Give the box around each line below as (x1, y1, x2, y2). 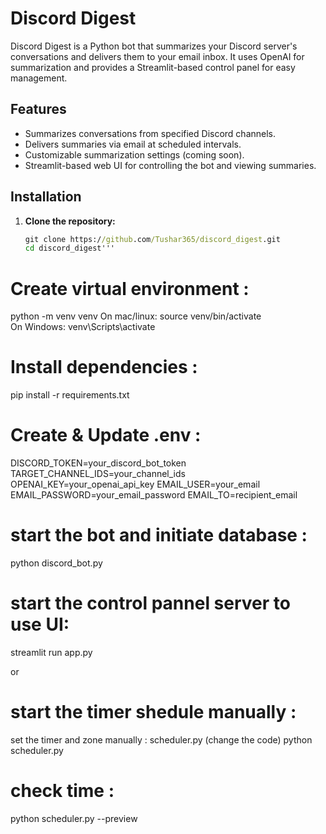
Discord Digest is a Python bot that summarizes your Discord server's (10, 40, 298, 52)
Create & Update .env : (10, 424, 202, 447)
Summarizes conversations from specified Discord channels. (24, 127, 277, 139)
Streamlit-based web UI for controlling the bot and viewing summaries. (24, 159, 317, 171)
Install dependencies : (10, 356, 198, 379)
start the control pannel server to (10, 592, 291, 615)
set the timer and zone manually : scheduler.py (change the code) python (10, 733, 313, 746)
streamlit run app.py (10, 647, 93, 658)
